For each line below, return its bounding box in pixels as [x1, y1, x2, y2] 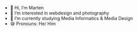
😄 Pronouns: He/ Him [10, 20, 56, 26]
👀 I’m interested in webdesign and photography [10, 10, 110, 16]
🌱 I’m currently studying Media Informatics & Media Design [10, 15, 133, 21]
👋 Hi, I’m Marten [10, 5, 44, 10]
